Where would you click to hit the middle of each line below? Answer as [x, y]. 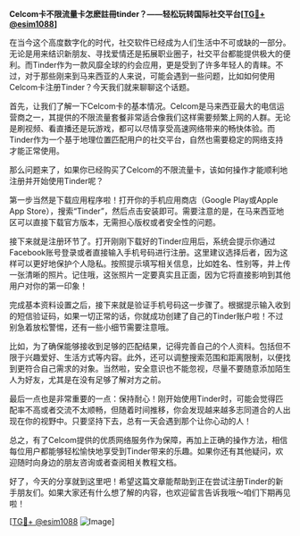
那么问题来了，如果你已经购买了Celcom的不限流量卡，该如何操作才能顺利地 [149, 170]
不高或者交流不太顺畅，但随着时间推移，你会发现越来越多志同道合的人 [154, 410]
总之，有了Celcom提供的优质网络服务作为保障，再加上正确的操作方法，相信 [149, 440]
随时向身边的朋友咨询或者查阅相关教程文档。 [99, 462]
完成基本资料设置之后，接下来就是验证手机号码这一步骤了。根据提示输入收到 [150, 305]
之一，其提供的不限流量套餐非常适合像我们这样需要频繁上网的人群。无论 [158, 117]
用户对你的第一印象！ [48, 286]
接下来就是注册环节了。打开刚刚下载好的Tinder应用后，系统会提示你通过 [142, 241]
